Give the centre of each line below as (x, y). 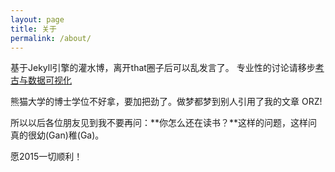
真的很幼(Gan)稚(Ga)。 (57, 135)
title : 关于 (33, 29)
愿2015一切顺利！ (46, 157)
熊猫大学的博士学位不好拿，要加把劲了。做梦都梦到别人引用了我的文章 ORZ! (166, 102)
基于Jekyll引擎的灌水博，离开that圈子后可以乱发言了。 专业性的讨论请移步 (163, 68)
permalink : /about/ (51, 38)
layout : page (37, 19)
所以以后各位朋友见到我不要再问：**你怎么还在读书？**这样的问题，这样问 (164, 123)
